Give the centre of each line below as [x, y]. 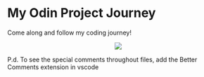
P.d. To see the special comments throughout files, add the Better [102, 59]
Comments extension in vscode [53, 67]
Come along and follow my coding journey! [70, 32]
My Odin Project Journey [82, 13]
